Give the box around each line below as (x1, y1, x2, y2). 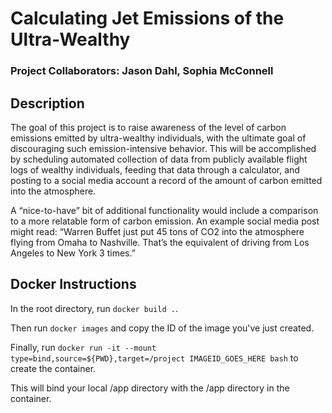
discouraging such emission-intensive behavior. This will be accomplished (10, 142, 317, 154)
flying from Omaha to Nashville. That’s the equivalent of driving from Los (10, 236, 310, 248)
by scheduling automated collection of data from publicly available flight (10, 153, 308, 165)
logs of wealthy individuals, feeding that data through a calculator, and (10, 163, 300, 176)
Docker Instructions (10, 276, 137, 293)
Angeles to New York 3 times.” (10, 247, 136, 259)
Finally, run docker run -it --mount (10, 341, 157, 353)
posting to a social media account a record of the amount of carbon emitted (10, 174, 323, 186)
